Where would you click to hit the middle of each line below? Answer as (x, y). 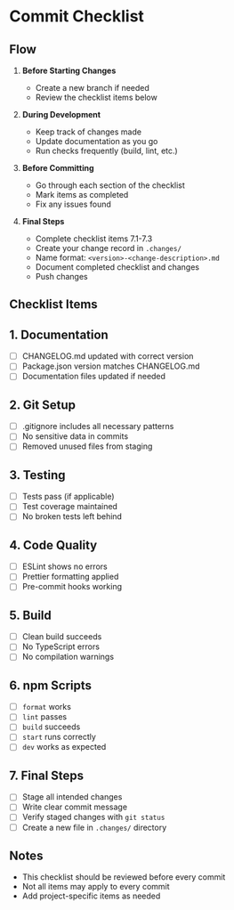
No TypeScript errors (61, 646)
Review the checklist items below (96, 97)
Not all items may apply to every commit (96, 887)
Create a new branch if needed (92, 88)
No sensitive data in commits (75, 436)
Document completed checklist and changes (117, 267)
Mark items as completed (82, 195)
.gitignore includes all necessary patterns (98, 427)
